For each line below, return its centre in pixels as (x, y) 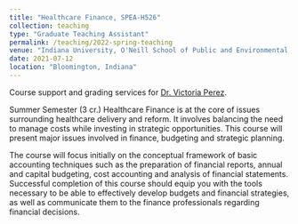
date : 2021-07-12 (41, 59)
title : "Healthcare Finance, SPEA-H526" (85, 17)
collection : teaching (49, 26)
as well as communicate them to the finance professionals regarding (134, 202)
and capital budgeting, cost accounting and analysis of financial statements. (149, 173)
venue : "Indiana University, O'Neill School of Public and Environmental (149, 51)
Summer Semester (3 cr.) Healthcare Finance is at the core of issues (135, 109)
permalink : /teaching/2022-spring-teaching (91, 42)
